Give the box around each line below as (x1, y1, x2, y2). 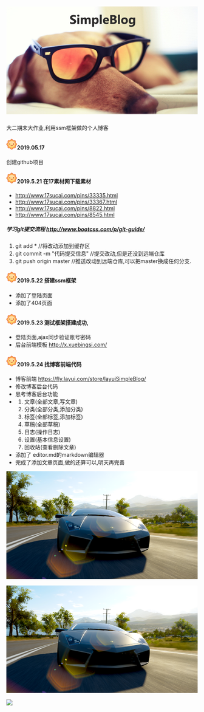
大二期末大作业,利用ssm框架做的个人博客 (6, 125, 109, 132)
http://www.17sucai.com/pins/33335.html (15, 191, 118, 199)
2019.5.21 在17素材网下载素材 (17, 178, 91, 185)
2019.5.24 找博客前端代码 (17, 360, 82, 368)
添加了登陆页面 (15, 292, 53, 299)
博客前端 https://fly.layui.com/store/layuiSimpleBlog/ (15, 375, 146, 383)
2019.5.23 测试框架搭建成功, (17, 319, 89, 326)
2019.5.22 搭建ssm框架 (17, 277, 77, 284)
